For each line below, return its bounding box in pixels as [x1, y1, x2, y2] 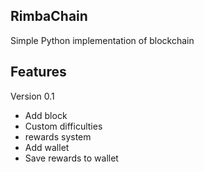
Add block [24, 109, 68, 121]
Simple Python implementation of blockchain [10, 34, 195, 46]
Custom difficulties [24, 120, 103, 132]
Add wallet [24, 141, 70, 153]
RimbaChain [10, 8, 88, 25]
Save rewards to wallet [24, 152, 119, 164]
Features [10, 64, 67, 81]
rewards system [24, 130, 92, 143]
